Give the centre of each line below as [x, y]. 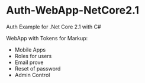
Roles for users [33, 56]
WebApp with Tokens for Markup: [47, 38]
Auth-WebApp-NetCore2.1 [72, 10]
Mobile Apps [30, 50]
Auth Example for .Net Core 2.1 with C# [54, 27]
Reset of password [38, 68]
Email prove [29, 62]
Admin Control [32, 75]
